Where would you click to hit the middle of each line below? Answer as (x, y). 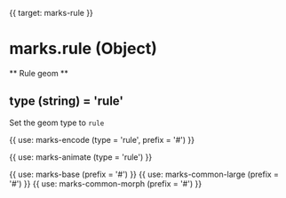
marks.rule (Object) (83, 49)
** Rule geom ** (39, 73)
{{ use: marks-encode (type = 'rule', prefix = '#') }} (102, 139)
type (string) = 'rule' (67, 101)
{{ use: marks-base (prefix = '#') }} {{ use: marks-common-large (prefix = (144, 174)
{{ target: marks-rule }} (51, 13)
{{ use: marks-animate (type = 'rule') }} (81, 157)
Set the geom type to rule (57, 123)
